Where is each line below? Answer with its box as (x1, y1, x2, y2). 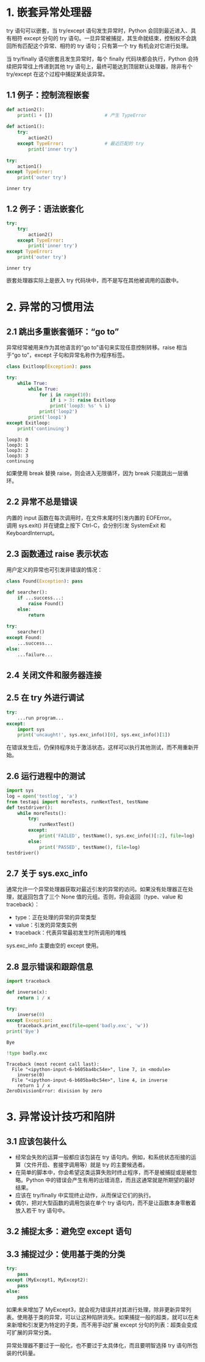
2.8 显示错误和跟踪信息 (6, 961, 93, 972)
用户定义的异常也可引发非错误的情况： (6, 566, 103, 573)
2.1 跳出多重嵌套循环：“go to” (6, 326, 119, 337)
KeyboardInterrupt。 (6, 529, 58, 537)
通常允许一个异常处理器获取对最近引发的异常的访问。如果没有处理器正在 (6, 886, 188, 893)
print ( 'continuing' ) (17, 425, 70, 432)
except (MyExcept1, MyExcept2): (6, 1277, 88, 1283)
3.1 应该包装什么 (6, 1136, 67, 1147)
